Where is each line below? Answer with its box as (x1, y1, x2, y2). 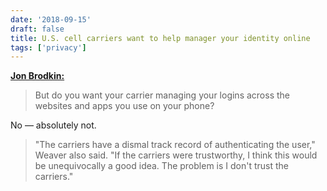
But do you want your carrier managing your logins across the (34, 89, 290, 101)
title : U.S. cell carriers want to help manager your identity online (10, 33, 311, 43)
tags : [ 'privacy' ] (10, 42, 87, 53)
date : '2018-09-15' (10, 14, 92, 25)
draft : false (10, 24, 65, 34)
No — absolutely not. (10, 119, 97, 131)
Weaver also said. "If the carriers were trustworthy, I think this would (34, 149, 318, 161)
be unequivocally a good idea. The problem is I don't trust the (34, 160, 290, 172)
